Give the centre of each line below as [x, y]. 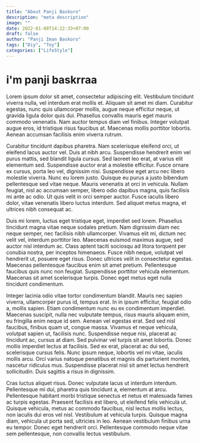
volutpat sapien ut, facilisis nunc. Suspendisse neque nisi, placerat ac [91, 333]
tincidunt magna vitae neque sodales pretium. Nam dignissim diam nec [93, 227]
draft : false [22, 34]
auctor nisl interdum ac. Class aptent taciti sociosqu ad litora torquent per [96, 246]
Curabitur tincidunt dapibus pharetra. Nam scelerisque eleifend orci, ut [93, 146]
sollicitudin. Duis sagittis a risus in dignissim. [61, 371]
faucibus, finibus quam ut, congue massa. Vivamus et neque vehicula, [92, 327]
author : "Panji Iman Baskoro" [44, 39]
